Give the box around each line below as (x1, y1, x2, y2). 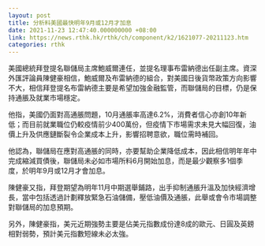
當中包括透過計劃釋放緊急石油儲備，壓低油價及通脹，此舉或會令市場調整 (21, 192, 257, 202)
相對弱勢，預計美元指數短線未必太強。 (8, 229, 132, 239)
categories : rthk (8, 41, 65, 49)
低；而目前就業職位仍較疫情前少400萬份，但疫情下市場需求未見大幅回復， (8, 120, 250, 129)
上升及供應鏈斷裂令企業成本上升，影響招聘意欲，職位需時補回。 (14, 129, 222, 139)
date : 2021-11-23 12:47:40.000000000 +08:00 (8, 26, 157, 34)
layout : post (8, 11, 51, 20)
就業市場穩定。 (35, 93, 84, 102)
